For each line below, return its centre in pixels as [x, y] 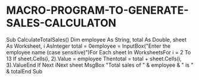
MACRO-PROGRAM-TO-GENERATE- [97, 10]
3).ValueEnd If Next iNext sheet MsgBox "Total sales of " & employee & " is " [100, 65]
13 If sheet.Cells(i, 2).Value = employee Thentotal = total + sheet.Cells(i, [94, 59]
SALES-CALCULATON [61, 23]
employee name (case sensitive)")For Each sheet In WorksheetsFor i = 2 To [99, 52]
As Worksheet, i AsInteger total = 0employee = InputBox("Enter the [88, 46]
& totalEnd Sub [24, 71]
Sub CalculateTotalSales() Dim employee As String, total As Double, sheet [96, 39]
